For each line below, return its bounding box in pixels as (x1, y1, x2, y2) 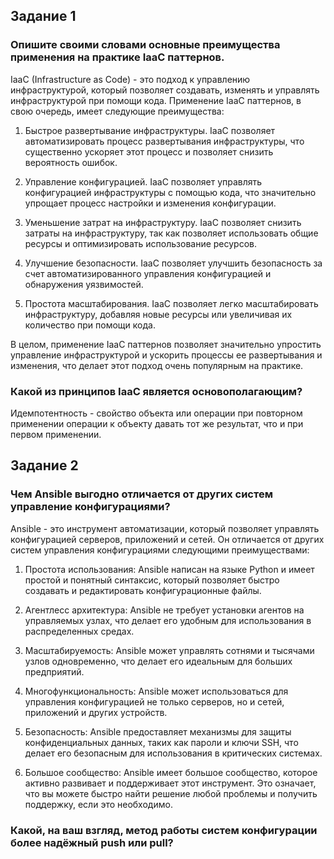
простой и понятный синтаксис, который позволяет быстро (24, 574, 280, 586)
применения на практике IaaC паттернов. (10, 50, 225, 64)
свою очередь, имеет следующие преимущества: (10, 105, 225, 117)
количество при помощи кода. (24, 319, 156, 331)
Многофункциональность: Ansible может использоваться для (24, 685, 289, 697)
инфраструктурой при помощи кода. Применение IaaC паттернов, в (10, 94, 302, 106)
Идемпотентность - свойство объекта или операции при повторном (10, 407, 303, 419)
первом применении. (10, 428, 102, 440)
